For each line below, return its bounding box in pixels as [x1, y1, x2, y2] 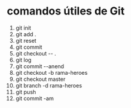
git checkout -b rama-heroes [15, 69, 88, 76]
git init [15, 24, 31, 31]
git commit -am [15, 95, 54, 102]
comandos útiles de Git [7, 4, 125, 18]
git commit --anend [15, 62, 65, 70]
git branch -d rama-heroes [15, 81, 82, 89]
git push [15, 88, 36, 95]
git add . [15, 30, 37, 37]
